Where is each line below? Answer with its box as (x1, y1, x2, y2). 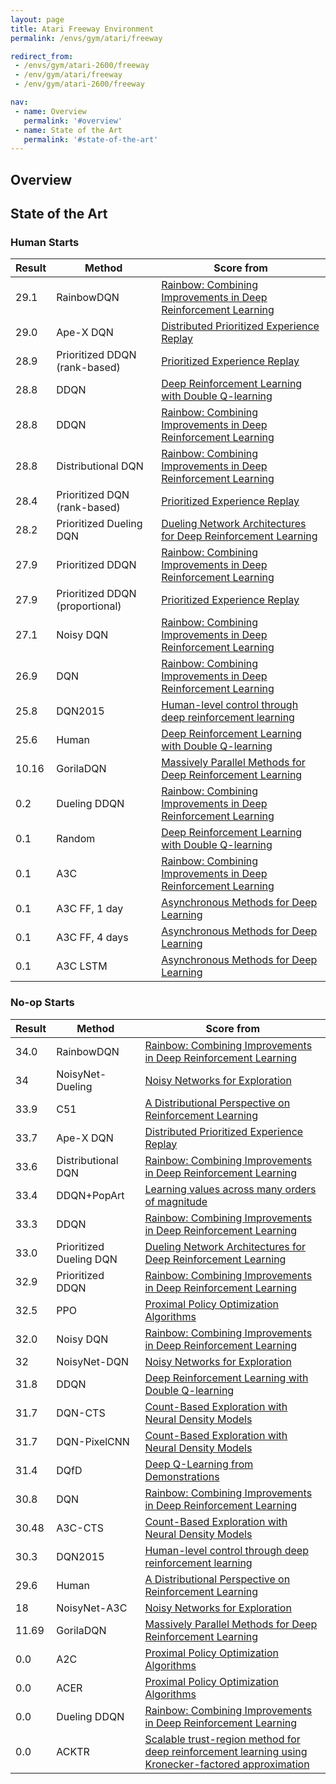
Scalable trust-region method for (144, 1732, 301, 1746)
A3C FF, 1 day (56, 902, 124, 916)
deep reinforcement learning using (144, 1744, 308, 1758)
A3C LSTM (56, 959, 108, 973)
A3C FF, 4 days (56, 931, 129, 945)
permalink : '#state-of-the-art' (23, 134, 159, 145)
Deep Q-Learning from (144, 1457, 254, 1471)
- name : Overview (14, 106, 87, 116)
